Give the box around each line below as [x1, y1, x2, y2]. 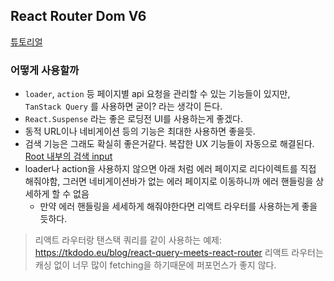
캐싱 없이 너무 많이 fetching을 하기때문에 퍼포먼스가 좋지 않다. [34, 259, 277, 271]
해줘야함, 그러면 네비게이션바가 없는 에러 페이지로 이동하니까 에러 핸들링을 [24, 175, 314, 188]
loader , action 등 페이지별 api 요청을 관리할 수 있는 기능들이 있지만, [24, 88, 291, 100]
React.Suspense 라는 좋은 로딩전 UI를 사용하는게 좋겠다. [24, 113, 243, 125]
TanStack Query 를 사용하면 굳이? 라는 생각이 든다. [24, 100, 223, 113]
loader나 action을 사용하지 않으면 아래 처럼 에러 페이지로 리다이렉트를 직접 [24, 163, 317, 175]
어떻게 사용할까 [10, 63, 80, 77]
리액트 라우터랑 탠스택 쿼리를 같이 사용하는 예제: [34, 234, 222, 246]
